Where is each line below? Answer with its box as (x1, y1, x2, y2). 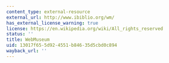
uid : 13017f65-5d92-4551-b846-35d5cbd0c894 (6, 43, 118, 49)
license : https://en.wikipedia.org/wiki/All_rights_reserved (6, 25, 164, 32)
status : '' (6, 31, 34, 37)
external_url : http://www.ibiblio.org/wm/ (6, 14, 115, 20)
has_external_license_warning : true (6, 20, 98, 26)
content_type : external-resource (6, 8, 91, 15)
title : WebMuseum (6, 37, 50, 43)
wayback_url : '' (6, 48, 47, 54)
